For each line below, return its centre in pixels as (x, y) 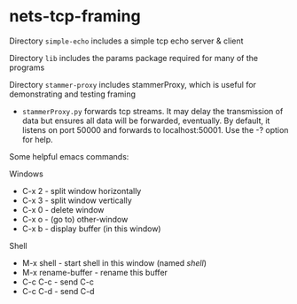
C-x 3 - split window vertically (77, 200)
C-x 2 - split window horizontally (82, 191)
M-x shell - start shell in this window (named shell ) (114, 262)
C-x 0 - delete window (63, 209)
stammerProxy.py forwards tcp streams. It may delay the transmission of (152, 111)
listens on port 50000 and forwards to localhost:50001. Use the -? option (155, 129)
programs (27, 67)
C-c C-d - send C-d (58, 291)
